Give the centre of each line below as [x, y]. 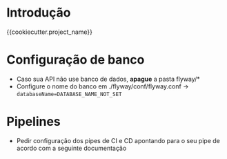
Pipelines [34, 122]
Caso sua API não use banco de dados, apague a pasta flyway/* [108, 79]
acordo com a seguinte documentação [71, 148]
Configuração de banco [76, 60]
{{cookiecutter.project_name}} [50, 32]
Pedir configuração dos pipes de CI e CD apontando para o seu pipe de [118, 140]
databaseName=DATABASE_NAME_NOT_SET [69, 94]
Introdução [39, 13]
